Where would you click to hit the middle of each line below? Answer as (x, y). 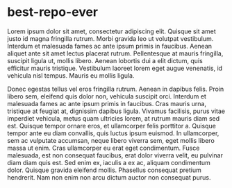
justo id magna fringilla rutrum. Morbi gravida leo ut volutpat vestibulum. (110, 38)
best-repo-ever (53, 12)
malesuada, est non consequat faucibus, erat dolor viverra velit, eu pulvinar (115, 155)
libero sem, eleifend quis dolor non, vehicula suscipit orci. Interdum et (107, 96)
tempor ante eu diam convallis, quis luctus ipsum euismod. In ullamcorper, (113, 133)
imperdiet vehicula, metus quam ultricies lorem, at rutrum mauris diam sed (114, 118)
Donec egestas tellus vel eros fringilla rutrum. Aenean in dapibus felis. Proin (116, 89)
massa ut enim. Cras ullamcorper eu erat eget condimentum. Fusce (103, 148)
